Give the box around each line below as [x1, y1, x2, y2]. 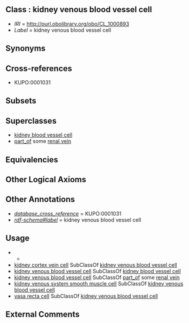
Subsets [5, 96, 36, 106]
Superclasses [5, 115, 57, 125]
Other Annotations [5, 195, 75, 205]
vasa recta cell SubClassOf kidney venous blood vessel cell [14, 293, 158, 300]
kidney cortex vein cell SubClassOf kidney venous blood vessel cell [14, 261, 177, 268]
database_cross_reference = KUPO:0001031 [14, 210, 122, 217]
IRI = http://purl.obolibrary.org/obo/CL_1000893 [14, 20, 130, 27]
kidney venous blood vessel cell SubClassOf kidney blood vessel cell [14, 267, 181, 274]
